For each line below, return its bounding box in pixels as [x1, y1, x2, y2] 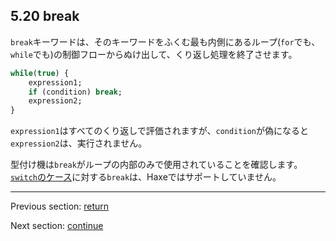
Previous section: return [10, 200, 110, 213]
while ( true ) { [10, 68, 70, 78]
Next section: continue [10, 220, 104, 232]
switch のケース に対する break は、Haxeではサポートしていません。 [10, 171, 282, 183]
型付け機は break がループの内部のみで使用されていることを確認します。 [10, 159, 303, 171]
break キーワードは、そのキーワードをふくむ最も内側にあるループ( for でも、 [10, 35, 321, 48]
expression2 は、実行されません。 [10, 137, 148, 149]
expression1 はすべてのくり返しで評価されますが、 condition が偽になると [10, 125, 309, 137]
